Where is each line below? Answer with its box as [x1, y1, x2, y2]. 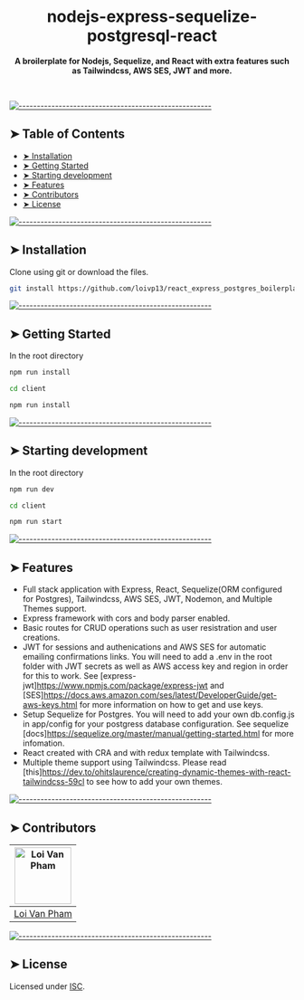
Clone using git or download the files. [9, 266, 149, 277]
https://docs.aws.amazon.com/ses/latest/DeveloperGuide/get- [43, 690, 278, 700]
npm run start [9, 518, 63, 527]
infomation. [22, 738, 65, 748]
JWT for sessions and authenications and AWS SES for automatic [22, 642, 267, 652]
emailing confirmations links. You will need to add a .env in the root [22, 652, 273, 662]
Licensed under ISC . [9, 980, 86, 992]
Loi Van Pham [14, 907, 72, 919]
